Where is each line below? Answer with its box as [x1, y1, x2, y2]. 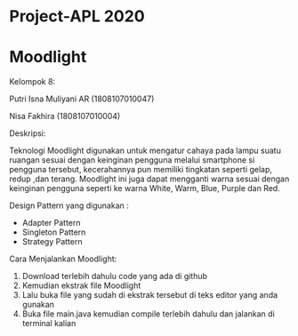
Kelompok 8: [9, 76, 56, 87]
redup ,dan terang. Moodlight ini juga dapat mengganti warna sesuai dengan [9, 173, 290, 184]
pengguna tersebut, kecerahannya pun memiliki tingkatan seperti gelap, [9, 164, 273, 175]
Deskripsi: [9, 128, 46, 139]
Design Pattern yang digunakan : [9, 200, 129, 211]
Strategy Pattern [21, 236, 83, 247]
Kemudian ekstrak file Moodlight [21, 280, 141, 291]
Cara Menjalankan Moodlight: [9, 253, 117, 264]
